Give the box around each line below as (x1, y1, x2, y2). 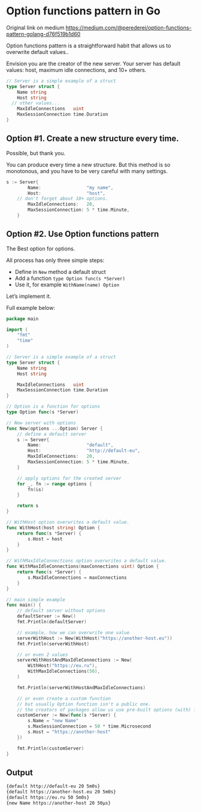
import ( (6, 327, 28, 333)
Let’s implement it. (6, 292, 51, 300)
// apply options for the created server (17, 475, 121, 481)
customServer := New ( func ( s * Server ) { (17, 712, 117, 719)
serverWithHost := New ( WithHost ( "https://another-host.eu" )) (17, 635, 172, 641)
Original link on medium (6, 24, 65, 31)
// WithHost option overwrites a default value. (6, 520, 130, 526)
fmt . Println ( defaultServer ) (17, 619, 87, 625)
